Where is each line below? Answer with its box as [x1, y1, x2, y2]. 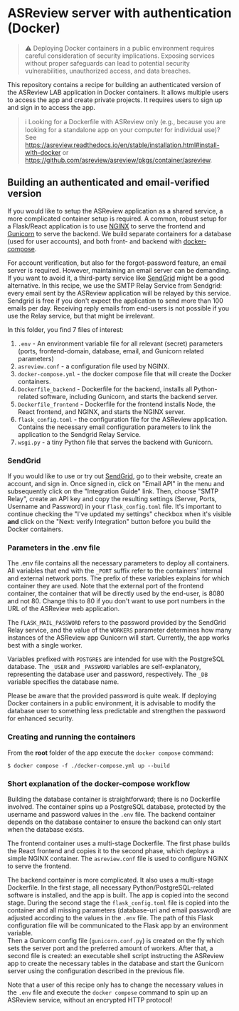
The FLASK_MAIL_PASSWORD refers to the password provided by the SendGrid [7, 618, 226, 627]
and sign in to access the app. [7, 103, 96, 111]
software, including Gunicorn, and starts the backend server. [40, 392, 218, 401]
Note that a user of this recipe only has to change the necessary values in [7, 980, 224, 989]
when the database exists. [7, 825, 85, 833]
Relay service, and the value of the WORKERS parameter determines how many [7, 626, 232, 635]
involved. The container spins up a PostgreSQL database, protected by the [7, 802, 226, 811]
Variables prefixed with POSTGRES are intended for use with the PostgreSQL [7, 655, 225, 663]
